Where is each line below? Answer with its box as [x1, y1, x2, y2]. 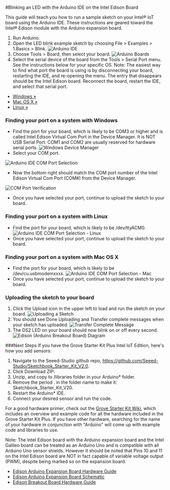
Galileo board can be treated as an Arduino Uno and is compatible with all [5, 442, 159, 448]
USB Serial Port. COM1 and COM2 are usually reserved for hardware [12, 139, 156, 146]
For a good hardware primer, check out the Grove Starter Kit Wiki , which [5, 406, 156, 412]
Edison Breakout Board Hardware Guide [12, 479, 96, 485]
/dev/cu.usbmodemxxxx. [12, 270, 65, 276]
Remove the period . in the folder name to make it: [12, 379, 118, 386]
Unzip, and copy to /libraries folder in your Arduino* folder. [12, 374, 135, 380]
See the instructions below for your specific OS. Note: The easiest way [12, 62, 161, 68]
